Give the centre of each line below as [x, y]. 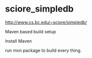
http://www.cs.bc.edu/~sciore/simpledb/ [46, 22]
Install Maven [18, 41]
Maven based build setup [31, 31]
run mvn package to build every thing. [43, 50]
